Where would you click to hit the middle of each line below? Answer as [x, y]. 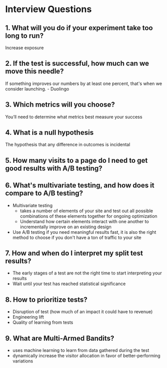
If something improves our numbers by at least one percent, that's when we [84, 83]
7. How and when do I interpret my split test [74, 253]
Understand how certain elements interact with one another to [85, 221]
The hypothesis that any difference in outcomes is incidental [68, 145]
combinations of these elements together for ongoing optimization [89, 216]
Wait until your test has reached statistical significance [69, 284]
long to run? [24, 35]
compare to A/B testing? [44, 193]
